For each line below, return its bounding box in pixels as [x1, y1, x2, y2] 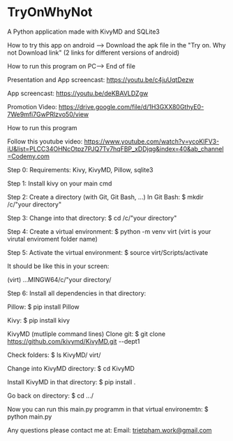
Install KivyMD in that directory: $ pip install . [7, 377, 136, 386]
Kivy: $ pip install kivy [7, 316, 70, 324]
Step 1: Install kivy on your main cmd [7, 179, 112, 188]
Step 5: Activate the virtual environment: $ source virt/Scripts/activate [7, 248, 209, 256]
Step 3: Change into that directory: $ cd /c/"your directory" [7, 213, 177, 222]
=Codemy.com [7, 152, 50, 160]
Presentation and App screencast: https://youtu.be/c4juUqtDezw [7, 75, 194, 84]
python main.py [7, 412, 52, 421]
